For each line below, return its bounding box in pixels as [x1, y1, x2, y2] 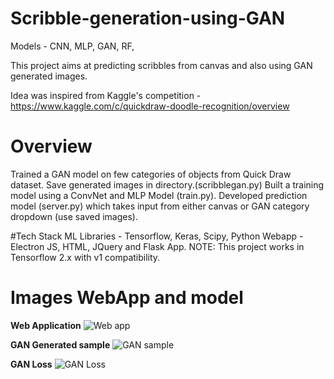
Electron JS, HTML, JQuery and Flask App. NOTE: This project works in [10, 240, 305, 252]
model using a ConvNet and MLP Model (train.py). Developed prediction [10, 189, 308, 201]
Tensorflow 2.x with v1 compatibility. [10, 251, 161, 263]
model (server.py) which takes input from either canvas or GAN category [10, 200, 310, 212]
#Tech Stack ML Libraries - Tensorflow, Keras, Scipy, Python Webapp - [10, 230, 304, 242]
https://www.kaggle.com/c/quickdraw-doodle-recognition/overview [10, 100, 290, 112]
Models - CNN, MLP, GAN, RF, [10, 40, 135, 52]
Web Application [10, 319, 82, 331]
